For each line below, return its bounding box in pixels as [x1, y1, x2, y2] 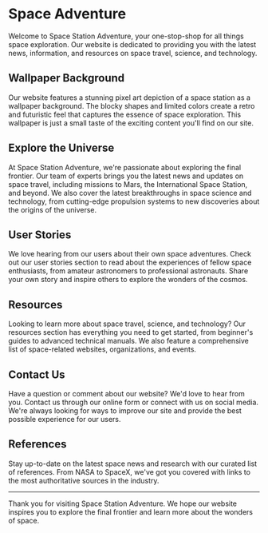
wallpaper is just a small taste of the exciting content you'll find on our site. [8, 117, 254, 128]
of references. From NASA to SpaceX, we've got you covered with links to [8, 467, 251, 476]
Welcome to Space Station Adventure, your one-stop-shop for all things [8, 31, 245, 41]
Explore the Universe [8, 141, 115, 155]
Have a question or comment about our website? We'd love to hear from [8, 389, 245, 398]
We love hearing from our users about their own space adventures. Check [8, 249, 251, 259]
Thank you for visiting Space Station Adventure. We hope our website [8, 499, 238, 508]
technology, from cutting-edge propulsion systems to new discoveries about [8, 197, 260, 206]
